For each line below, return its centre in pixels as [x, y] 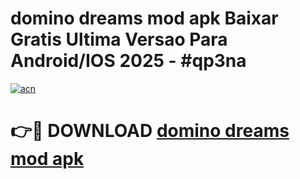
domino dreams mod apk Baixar [144, 18]
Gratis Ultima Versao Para [119, 39]
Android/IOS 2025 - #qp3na [128, 61]
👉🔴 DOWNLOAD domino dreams [150, 131]
